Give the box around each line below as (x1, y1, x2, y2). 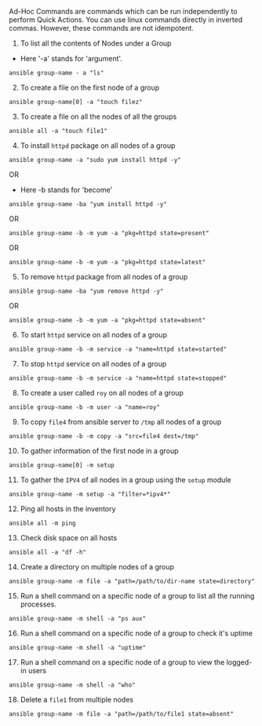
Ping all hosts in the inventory (20, 504, 116, 514)
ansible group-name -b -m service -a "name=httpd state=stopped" (9, 374, 227, 382)
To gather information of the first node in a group (20, 446, 179, 455)
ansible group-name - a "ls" (9, 69, 104, 77)
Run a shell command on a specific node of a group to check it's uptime (20, 628, 253, 638)
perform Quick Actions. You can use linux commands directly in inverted (9, 15, 243, 24)
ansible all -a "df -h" (9, 548, 87, 556)
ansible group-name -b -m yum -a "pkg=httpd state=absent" (9, 316, 206, 324)
